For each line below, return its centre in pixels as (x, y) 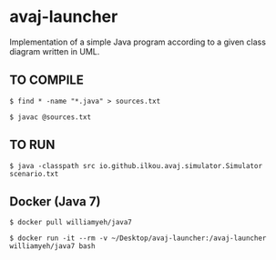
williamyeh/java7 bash (52, 246)
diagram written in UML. (55, 51)
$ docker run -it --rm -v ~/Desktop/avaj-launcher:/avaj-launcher (138, 238)
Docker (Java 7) (55, 201)
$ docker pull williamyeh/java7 (71, 223)
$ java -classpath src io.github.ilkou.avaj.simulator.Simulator (136, 165)
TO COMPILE (46, 80)
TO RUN (32, 145)
